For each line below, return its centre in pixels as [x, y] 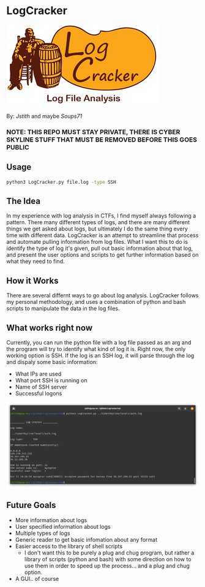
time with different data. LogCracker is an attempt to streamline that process [102, 235]
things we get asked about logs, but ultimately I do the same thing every [97, 229]
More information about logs [51, 520]
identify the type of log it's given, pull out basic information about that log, [100, 248]
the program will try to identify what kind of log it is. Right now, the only [96, 349]
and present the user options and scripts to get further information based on [102, 255]
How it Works [32, 280]
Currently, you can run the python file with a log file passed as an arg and [99, 342]
